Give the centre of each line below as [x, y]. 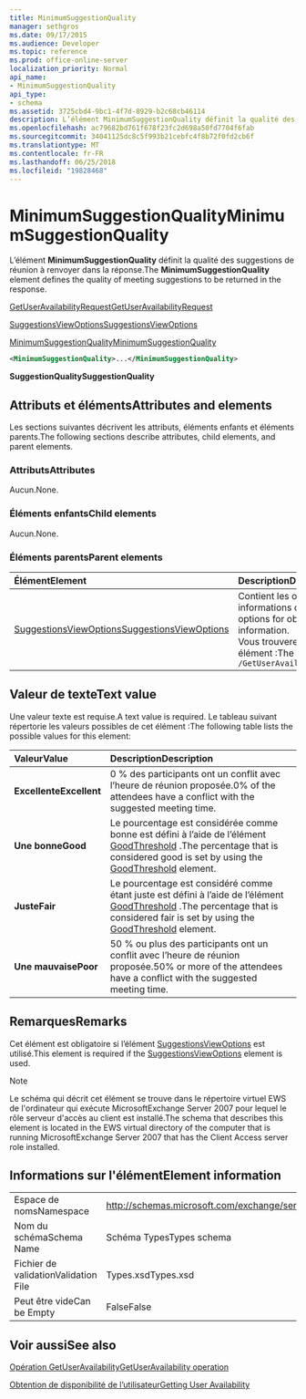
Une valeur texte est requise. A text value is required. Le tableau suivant [143, 716]
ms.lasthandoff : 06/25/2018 [63, 162]
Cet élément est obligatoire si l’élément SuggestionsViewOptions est [138, 1043]
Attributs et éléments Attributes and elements [141, 405]
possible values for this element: [70, 736]
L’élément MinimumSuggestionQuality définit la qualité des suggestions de [152, 260]
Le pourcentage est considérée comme [194, 823]
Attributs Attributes [52, 470]
